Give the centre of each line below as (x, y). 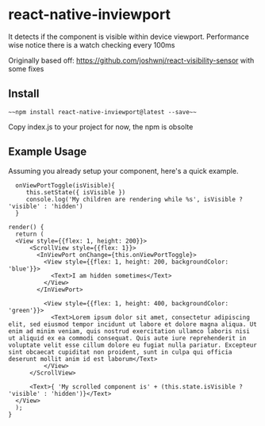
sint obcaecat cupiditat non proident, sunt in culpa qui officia (120, 352)
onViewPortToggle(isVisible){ (65, 185)
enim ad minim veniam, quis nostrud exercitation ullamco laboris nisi (129, 331)
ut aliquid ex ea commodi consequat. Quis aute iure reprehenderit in (127, 338)
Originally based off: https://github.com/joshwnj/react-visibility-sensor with (131, 60)
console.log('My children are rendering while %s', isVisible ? (134, 199)
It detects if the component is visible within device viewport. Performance (129, 36)
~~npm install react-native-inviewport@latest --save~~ (102, 112)
